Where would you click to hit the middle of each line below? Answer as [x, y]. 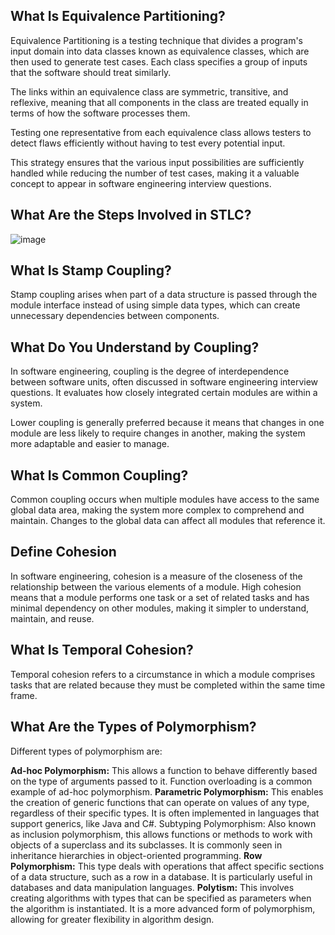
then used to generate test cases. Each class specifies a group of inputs [159, 61]
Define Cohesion [63, 552]
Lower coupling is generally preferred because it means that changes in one [167, 423]
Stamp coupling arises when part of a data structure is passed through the [164, 295]
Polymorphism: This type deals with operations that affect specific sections [167, 866]
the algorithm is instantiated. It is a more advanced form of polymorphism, [163, 908]
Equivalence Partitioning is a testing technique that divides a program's [156, 40]
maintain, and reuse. [52, 618]
